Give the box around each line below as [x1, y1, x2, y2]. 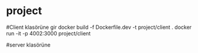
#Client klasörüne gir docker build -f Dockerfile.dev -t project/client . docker [6, 24, 192, 31]
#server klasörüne [6, 41, 51, 48]
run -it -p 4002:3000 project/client [6, 29, 91, 37]
